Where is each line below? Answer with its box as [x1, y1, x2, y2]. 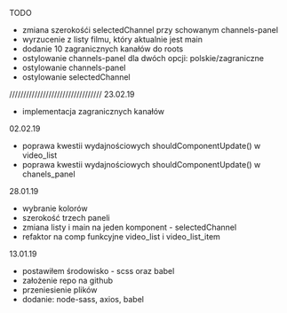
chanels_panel [21, 168, 76, 179]
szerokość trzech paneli [21, 213, 110, 223]
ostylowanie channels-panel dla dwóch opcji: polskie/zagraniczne [21, 53, 265, 63]
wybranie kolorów [21, 203, 88, 214]
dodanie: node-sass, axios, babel [21, 294, 145, 304]
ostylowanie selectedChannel [21, 72, 131, 82]
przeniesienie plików [21, 285, 98, 295]
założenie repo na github [21, 275, 114, 286]
